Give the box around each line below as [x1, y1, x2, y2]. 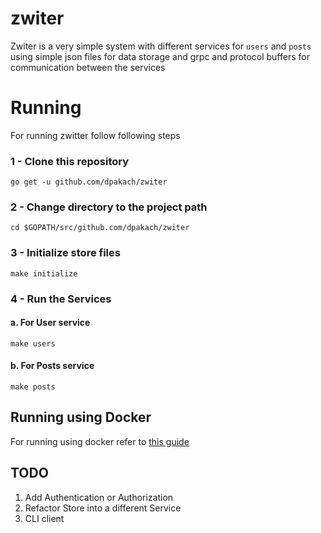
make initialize [10, 268, 78, 279]
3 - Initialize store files [10, 246, 121, 260]
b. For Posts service [10, 360, 95, 372]
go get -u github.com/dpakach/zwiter [10, 177, 168, 187]
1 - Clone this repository [10, 154, 130, 168]
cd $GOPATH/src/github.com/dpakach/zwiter [10, 223, 190, 233]
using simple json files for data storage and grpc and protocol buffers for [10, 50, 310, 62]
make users [10, 338, 56, 349]
